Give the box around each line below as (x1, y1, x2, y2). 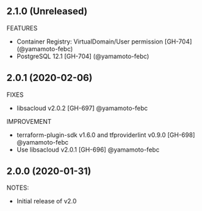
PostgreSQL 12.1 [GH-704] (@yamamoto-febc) (16, 52, 150, 60)
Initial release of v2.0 (16, 197, 77, 205)
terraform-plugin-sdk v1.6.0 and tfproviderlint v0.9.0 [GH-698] (16, 131, 196, 139)
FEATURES (6, 24, 38, 32)
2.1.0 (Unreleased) (6, 6, 88, 17)
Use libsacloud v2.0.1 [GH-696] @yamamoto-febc (16, 145, 160, 154)
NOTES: (6, 183, 29, 192)
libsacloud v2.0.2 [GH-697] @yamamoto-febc (16, 104, 149, 112)
